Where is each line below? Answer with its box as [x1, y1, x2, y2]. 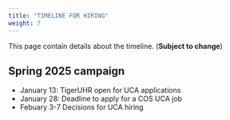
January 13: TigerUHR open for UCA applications [19, 86, 181, 95]
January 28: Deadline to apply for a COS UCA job [19, 94, 182, 104]
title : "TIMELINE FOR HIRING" [8, 11, 109, 20]
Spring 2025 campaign [8, 64, 125, 78]
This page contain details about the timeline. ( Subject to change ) [8, 41, 224, 50]
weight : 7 [8, 19, 42, 27]
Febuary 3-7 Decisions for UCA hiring [19, 102, 144, 112]
